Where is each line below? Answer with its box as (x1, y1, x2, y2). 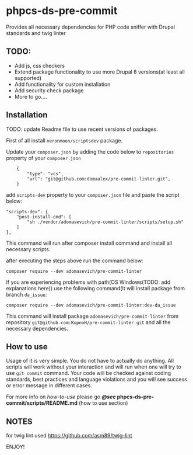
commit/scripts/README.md (6, 400, 78, 407)
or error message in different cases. (6, 382, 92, 389)
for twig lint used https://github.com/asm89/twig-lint (6, 432, 132, 439)
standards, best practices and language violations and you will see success (6, 376, 188, 383)
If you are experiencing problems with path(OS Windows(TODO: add (6, 279, 171, 286)
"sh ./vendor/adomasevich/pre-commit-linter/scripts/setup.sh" (27, 219, 184, 225)
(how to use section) (78, 400, 128, 407)
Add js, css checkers (14, 62, 65, 69)
